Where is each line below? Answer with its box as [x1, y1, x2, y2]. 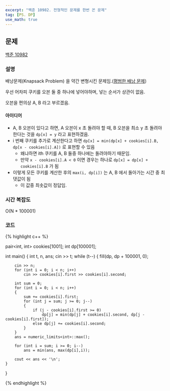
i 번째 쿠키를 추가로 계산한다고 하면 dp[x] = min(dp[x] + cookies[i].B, [12, 137, 159, 143]
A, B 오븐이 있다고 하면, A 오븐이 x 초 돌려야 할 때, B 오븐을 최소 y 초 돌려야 [12, 124, 162, 131]
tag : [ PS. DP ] [5, 12, 36, 17]
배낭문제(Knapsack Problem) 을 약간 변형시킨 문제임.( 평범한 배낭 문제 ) [5, 78, 147, 84]
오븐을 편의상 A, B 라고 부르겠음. [5, 100, 70, 106]
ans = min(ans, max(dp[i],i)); [23, 348, 90, 353]
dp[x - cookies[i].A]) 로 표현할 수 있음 [12, 144, 95, 150]
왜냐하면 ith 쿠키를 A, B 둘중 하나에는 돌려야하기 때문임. [20, 150, 131, 156]
